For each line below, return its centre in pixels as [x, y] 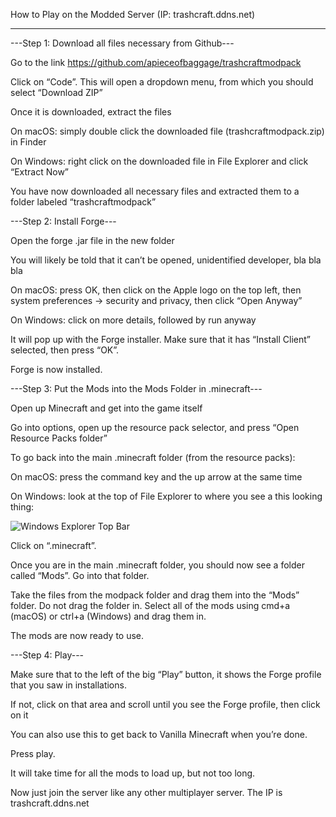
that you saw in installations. [68, 685]
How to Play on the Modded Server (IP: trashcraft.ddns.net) [133, 14]
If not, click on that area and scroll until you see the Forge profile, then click [165, 704]
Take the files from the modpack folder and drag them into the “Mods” [155, 595]
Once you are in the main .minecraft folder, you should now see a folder [157, 565]
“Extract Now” [40, 172]
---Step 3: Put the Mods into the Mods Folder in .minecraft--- [136, 388]
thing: [22, 507]
